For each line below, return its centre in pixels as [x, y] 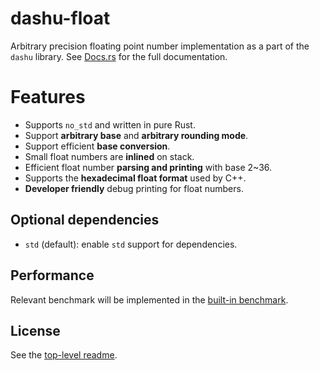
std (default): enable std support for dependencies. [131, 244]
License [35, 330]
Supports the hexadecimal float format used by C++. [135, 178]
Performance [52, 275]
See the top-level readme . [64, 355]
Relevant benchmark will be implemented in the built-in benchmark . [149, 299]
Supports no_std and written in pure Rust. [110, 124]
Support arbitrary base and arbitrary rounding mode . [136, 135]
